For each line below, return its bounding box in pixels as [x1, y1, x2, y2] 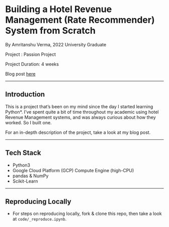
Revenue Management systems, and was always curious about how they [5, 114, 156, 120]
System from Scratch [5, 25, 96, 36]
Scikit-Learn [12, 178, 38, 184]
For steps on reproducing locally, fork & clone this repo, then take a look [12, 210, 162, 217]
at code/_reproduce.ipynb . [12, 216, 67, 222]
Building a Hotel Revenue [5, 4, 112, 15]
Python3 [12, 162, 30, 168]
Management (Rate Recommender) [5, 14, 155, 26]
